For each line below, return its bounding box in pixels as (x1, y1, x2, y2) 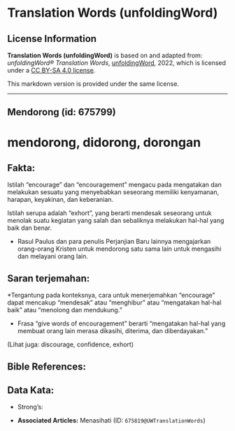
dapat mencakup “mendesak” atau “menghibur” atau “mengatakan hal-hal (7, 298, 222, 307)
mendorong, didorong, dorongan (7, 134, 201, 150)
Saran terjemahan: (7, 272, 90, 284)
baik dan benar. (7, 224, 52, 232)
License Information (7, 33, 97, 45)
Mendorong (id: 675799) (7, 106, 117, 118)
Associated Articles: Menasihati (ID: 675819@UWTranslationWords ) (17, 416, 206, 425)
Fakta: (7, 162, 36, 174)
